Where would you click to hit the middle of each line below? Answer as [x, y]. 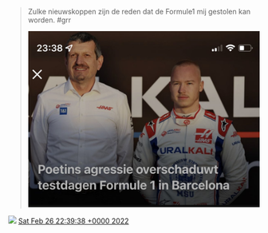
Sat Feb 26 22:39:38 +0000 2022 [73, 221]
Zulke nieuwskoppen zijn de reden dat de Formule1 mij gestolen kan [139, 12]
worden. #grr [49, 20]
